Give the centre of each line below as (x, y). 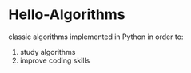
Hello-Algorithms (67, 15)
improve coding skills (55, 60)
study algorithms (48, 52)
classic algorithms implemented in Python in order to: (96, 36)
